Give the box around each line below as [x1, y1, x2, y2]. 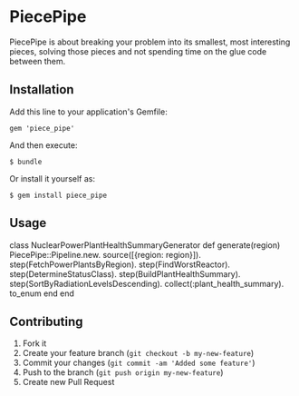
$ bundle [9, 157, 43, 166]
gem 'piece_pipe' [9, 124, 75, 133]
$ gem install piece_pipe [9, 191, 107, 200]
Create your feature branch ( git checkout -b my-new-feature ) [22, 348, 255, 359]
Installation [9, 82, 74, 97]
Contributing [9, 313, 83, 329]
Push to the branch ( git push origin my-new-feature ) [22, 367, 224, 378]
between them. [9, 55, 66, 66]
